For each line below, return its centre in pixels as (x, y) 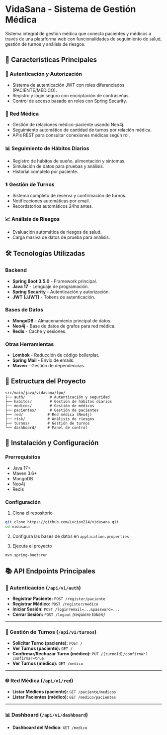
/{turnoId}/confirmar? (124, 654)
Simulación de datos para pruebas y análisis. (58, 166)
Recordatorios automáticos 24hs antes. (52, 206)
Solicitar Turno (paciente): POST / (47, 643)
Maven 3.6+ (25, 473)
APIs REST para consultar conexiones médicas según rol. (71, 135)
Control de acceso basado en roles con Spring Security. (70, 101)
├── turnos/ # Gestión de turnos (48, 423)
